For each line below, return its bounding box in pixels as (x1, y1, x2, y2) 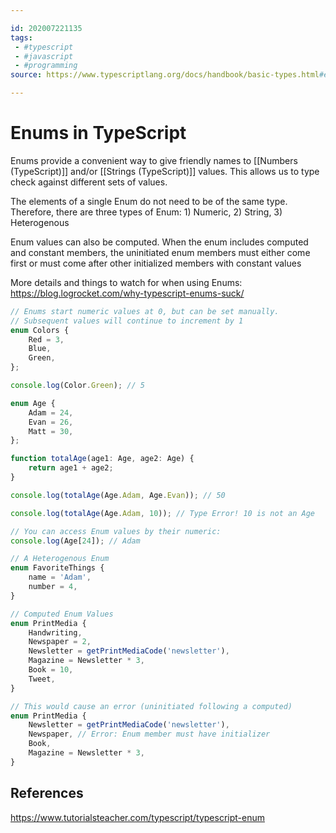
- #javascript (14, 51, 74, 61)
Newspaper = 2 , (28, 637, 92, 647)
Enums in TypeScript (10, 122, 187, 145)
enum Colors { (10, 325, 70, 335)
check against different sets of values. (10, 176, 168, 188)
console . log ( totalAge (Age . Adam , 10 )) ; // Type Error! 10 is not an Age (10, 508, 315, 518)
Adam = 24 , (28, 407, 74, 418)
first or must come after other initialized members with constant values (10, 257, 302, 269)
